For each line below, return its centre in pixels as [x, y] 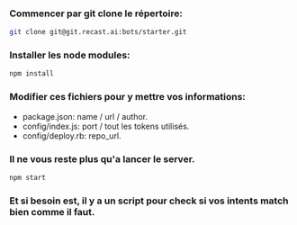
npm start [28, 177]
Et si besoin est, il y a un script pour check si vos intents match [149, 201]
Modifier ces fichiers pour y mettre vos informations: [127, 97]
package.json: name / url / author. [85, 116]
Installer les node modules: [70, 55]
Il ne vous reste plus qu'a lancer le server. [102, 158]
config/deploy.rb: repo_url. [72, 135]
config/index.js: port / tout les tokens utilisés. [106, 126]
